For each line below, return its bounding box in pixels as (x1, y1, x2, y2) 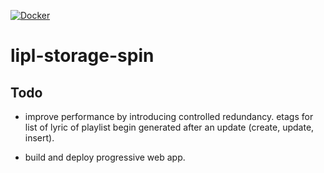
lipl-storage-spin (10, 45, 155, 67)
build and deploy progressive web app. (24, 151, 186, 163)
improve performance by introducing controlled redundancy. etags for (24, 111, 314, 122)
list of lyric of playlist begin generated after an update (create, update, (24, 121, 315, 133)
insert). (24, 132, 55, 144)
